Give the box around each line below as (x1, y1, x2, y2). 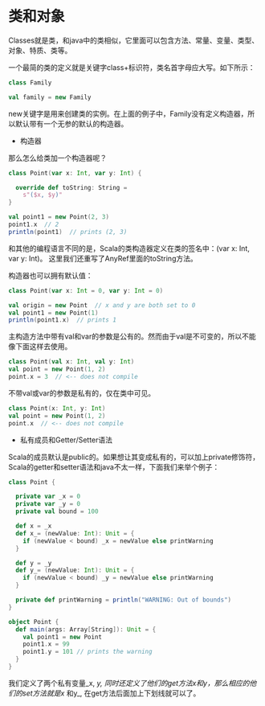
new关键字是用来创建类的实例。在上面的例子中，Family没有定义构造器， (8, 109, 248, 118)
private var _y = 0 (15, 500, 81, 508)
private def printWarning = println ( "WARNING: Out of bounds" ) (15, 596, 231, 604)
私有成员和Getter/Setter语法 (19, 435, 113, 445)
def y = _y (15, 559, 52, 567)
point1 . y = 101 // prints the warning (22, 648, 153, 656)
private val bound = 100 (15, 507, 99, 515)
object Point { (8, 618, 59, 626)
